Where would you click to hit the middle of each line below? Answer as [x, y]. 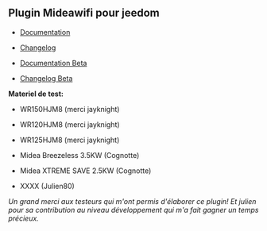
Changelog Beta [46, 78]
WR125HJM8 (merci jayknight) [70, 140]
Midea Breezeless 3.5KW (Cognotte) [79, 155]
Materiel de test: [36, 94]
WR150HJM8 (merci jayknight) [70, 109]
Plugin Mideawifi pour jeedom [84, 13]
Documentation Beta [53, 63]
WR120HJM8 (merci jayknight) [70, 124]
